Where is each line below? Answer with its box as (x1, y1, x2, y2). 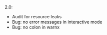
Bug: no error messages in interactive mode (11, 19, 102, 25)
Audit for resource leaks (11, 14, 62, 19)
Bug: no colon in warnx (11, 24, 60, 30)
